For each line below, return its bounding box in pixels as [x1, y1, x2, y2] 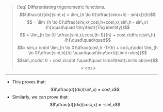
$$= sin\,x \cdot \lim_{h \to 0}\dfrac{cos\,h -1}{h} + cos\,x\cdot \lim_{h [17, 45, 158, 50]
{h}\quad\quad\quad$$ [64, 37, 111, 43]
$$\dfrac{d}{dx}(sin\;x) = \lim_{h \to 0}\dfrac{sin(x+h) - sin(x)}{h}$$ [19, 12, 156, 17]
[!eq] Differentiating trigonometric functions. [16, 4, 106, 10]
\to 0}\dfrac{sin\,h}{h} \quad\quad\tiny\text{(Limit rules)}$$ [28, 50, 147, 55]
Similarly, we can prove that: [12, 94, 69, 100]
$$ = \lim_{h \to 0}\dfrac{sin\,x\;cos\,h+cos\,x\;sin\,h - [26, 19, 135, 25]
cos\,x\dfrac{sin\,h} [116, 32, 156, 38]
